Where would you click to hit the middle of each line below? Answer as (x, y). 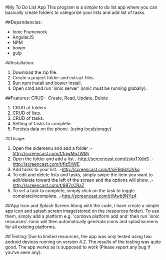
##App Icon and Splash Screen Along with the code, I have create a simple (82, 206)
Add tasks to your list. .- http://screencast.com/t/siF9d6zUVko (76, 169)
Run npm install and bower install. (47, 83)
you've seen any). (24, 252)
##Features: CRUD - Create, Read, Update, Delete (57, 98)
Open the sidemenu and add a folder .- (52, 148)
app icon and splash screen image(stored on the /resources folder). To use (82, 211)
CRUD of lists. (27, 113)
